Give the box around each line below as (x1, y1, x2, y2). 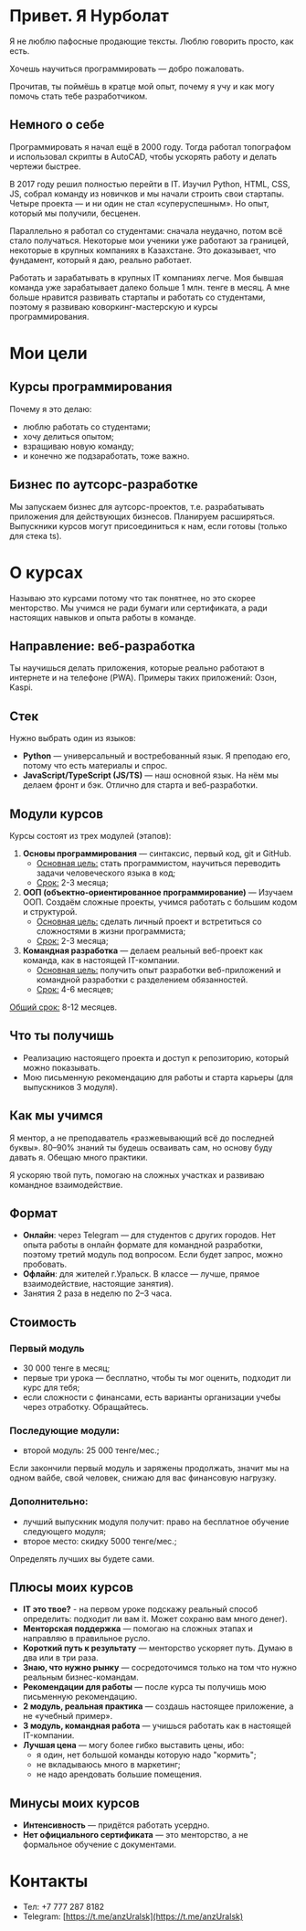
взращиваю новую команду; (22, 440, 134, 451)
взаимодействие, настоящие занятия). (22, 1278, 174, 1289)
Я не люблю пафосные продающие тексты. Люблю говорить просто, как (9, 36, 294, 47)
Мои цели (9, 343, 89, 364)
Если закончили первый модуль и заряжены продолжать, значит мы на (9, 1463, 290, 1474)
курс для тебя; (22, 1382, 80, 1394)
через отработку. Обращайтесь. (22, 1402, 149, 1413)
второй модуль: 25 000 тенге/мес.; (22, 1445, 160, 1456)
